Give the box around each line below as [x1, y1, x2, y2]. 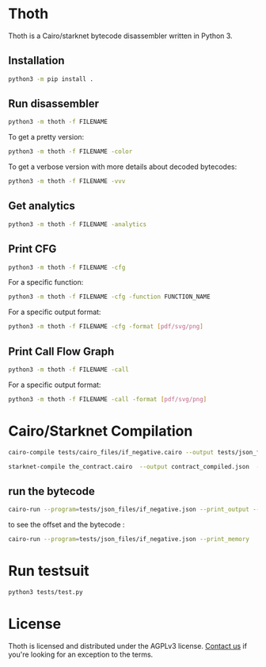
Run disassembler [8, 97, 99, 111]
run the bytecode [8, 485, 95, 498]
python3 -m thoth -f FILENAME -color [8, 148, 133, 155]
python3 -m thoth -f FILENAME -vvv [8, 178, 126, 186]
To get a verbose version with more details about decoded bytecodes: [8, 162, 237, 171]
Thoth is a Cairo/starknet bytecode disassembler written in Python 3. [8, 31, 233, 40]
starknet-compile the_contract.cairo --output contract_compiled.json [8, 462, 249, 470]
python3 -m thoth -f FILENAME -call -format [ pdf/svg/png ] [8, 395, 207, 403]
